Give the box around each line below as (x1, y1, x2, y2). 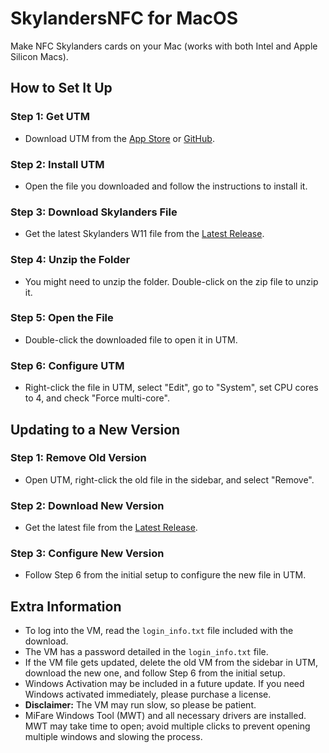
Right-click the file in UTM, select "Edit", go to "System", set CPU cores (24, 382, 319, 394)
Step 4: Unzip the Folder (10, 253, 131, 267)
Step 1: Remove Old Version (10, 451, 147, 465)
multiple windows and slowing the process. (24, 731, 203, 743)
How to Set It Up (10, 80, 113, 97)
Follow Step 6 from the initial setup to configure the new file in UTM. (24, 569, 307, 581)
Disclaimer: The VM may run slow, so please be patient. (24, 699, 257, 711)
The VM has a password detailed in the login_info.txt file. (24, 646, 269, 658)
